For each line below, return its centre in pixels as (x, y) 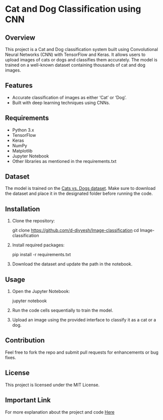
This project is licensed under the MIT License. (52, 385)
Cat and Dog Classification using (73, 9)
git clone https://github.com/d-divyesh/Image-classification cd (75, 230)
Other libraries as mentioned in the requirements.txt (64, 161)
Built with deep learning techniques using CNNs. (61, 103)
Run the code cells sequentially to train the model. (63, 311)
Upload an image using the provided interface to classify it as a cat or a (84, 320)
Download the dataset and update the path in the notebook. (72, 264)
